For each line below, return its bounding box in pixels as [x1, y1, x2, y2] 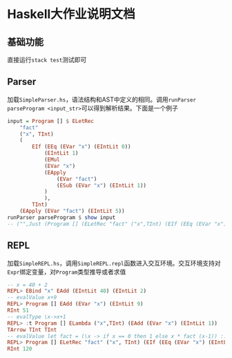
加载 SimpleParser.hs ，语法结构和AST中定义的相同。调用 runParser [7, 95, 197, 104]
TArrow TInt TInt [7, 326, 57, 333]
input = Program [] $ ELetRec [7, 117, 95, 124]
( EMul [43, 156, 60, 163]
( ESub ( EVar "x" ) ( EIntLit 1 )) [56, 182, 147, 189]
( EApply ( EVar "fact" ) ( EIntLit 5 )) [19, 208, 126, 215]
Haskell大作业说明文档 [7, 6, 136, 22]
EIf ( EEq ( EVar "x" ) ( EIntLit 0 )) [32, 143, 131, 151]
